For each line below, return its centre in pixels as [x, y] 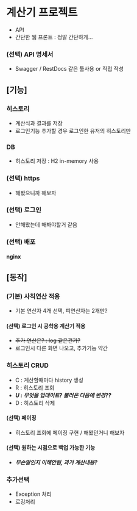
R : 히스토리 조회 [35, 387]
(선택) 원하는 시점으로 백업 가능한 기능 [51, 448]
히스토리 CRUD [27, 365]
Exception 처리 [33, 494]
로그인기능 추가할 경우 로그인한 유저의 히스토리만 [73, 130]
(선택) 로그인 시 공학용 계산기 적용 [46, 326]
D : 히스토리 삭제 [35, 402]
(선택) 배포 [21, 241]
